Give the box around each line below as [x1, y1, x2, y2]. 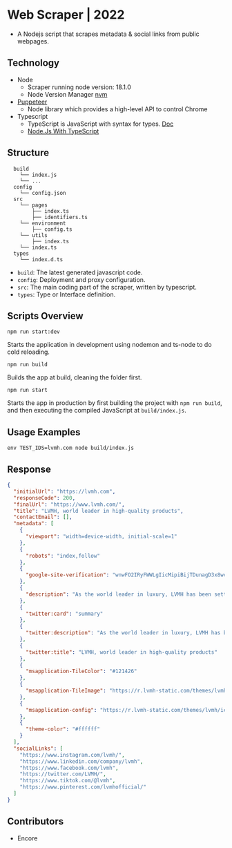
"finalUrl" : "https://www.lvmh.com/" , [13, 501, 126, 508]
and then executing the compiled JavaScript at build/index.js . [7, 406, 186, 415]
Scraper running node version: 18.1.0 [27, 83, 131, 91]
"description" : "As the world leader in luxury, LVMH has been [25, 591, 212, 598]
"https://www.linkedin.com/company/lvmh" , [19, 757, 144, 765]
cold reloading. [7, 348, 50, 356]
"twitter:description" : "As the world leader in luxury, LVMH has [25, 630, 221, 637]
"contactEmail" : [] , [13, 513, 72, 521]
